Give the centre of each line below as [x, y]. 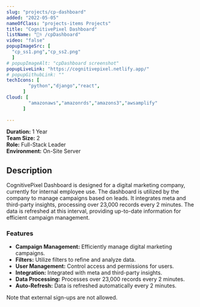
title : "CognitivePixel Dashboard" [52, 29]
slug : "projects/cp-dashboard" [46, 12]
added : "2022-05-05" [33, 18]
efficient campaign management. [48, 218]
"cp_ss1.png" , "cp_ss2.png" [46, 52]
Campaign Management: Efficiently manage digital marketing [94, 247]
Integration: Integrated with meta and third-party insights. [89, 273]
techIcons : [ [23, 80]
